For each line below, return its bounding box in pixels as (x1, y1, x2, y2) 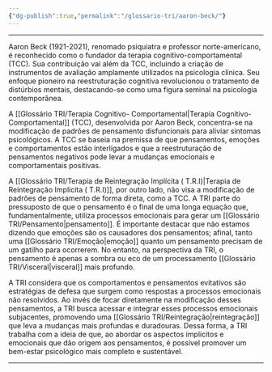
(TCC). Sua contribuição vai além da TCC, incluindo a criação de (8, 58, 224, 69)
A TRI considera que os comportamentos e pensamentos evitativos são (8, 277, 247, 287)
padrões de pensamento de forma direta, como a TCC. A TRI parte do (8, 193, 241, 203)
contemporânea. (8, 93, 64, 103)
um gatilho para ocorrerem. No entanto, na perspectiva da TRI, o (8, 244, 224, 255)
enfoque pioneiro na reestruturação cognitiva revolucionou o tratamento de (8, 76, 260, 86)
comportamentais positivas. (8, 160, 101, 170)
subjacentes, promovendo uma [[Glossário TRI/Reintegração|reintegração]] (8, 312, 261, 322)
